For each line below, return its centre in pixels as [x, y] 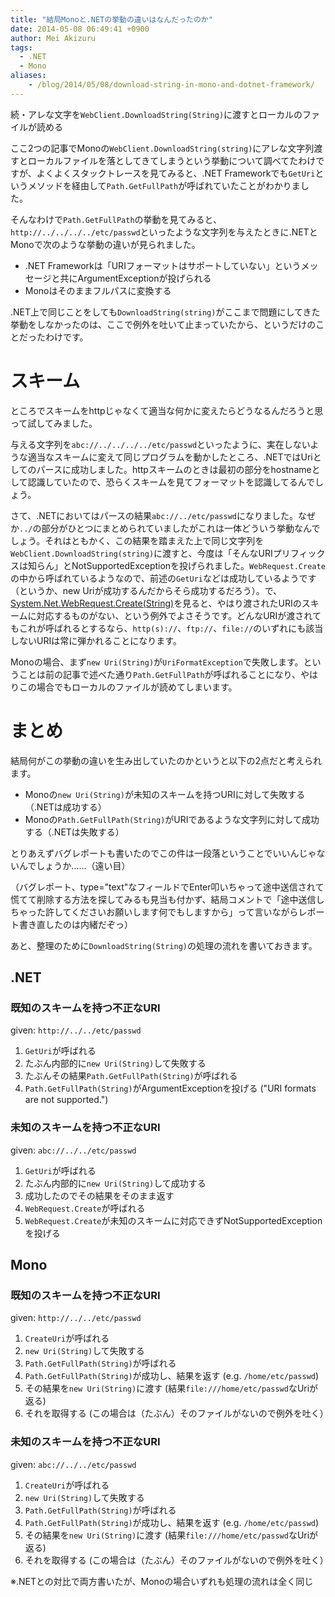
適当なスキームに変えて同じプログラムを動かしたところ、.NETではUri [170, 457]
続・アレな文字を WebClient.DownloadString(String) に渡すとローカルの [156, 114]
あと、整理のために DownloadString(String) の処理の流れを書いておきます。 [164, 945]
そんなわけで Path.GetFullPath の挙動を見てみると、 [116, 219]
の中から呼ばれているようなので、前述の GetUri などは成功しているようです [163, 578]
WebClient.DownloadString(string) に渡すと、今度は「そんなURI [141, 553]
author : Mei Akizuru [53, 38]
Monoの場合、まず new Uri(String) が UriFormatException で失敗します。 [157, 662]
